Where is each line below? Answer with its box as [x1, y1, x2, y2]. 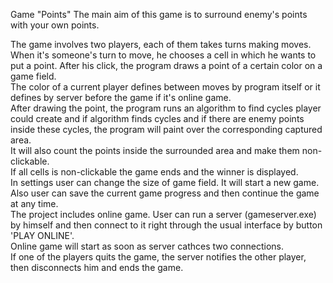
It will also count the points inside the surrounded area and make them [10, 145, 300, 156]
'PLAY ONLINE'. [10, 230, 75, 241]
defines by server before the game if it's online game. [10, 92, 232, 103]
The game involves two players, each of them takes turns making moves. [10, 39, 312, 50]
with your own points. [10, 19, 100, 31]
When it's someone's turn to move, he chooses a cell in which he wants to [10, 49, 317, 61]
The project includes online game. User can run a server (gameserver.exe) [10, 209, 317, 220]
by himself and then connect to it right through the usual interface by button [10, 219, 323, 231]
